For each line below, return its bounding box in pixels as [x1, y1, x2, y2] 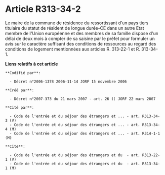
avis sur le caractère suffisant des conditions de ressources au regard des [5, 41, 157, 46]
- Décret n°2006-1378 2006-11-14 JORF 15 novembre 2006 [9, 79, 127, 84]
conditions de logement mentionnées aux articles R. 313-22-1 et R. [5, 46, 140, 52]
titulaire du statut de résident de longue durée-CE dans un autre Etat [5, 25, 144, 31]
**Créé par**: [5, 87, 35, 92]
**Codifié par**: [5, 70, 41, 75]
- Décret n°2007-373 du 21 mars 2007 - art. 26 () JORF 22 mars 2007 [9, 96, 156, 101]
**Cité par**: [5, 105, 35, 110]
